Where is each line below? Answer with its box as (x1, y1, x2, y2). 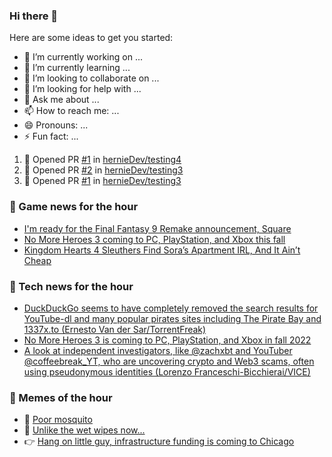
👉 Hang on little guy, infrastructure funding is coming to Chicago (23, 435, 295, 448)
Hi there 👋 (9, 9, 59, 23)
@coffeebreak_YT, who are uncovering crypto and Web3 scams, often (23, 355, 315, 367)
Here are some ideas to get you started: (9, 32, 174, 44)
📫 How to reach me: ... (23, 105, 120, 117)
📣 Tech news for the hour (9, 279, 134, 293)
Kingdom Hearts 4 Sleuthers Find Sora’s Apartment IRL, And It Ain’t (23, 244, 301, 256)
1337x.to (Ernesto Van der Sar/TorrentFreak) (23, 323, 207, 335)
